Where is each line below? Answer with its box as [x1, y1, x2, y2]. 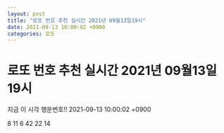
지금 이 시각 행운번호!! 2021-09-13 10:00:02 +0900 [7, 105, 151, 114]
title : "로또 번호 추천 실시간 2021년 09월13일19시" [7, 17, 147, 24]
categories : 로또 [7, 30, 55, 37]
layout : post [7, 10, 46, 18]
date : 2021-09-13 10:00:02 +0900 [7, 23, 106, 30]
